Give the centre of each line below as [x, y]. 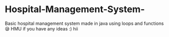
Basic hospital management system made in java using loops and [74, 23]
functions [154, 23]
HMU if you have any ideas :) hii [44, 28]
